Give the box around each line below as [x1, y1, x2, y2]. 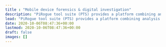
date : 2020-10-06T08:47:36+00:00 [5, 21, 74, 26]
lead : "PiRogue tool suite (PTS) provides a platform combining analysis [5, 16, 161, 21]
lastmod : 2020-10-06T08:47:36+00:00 [5, 25, 81, 30]
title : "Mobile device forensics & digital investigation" [5, 7, 132, 12]
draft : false [5, 30, 32, 35]
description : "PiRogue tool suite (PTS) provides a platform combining [5, 12, 156, 17]
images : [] [5, 35, 28, 40]
